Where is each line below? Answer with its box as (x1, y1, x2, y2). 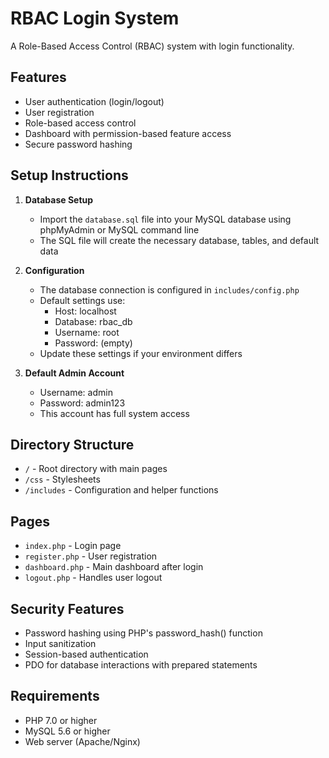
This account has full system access (39, 407, 190, 419)
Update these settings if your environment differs (39, 347, 243, 359)
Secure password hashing (24, 138, 133, 150)
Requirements (10, 688, 100, 705)
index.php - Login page (24, 540, 122, 552)
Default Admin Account (24, 367, 125, 379)
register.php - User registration (24, 550, 158, 562)
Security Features (10, 600, 125, 617)
